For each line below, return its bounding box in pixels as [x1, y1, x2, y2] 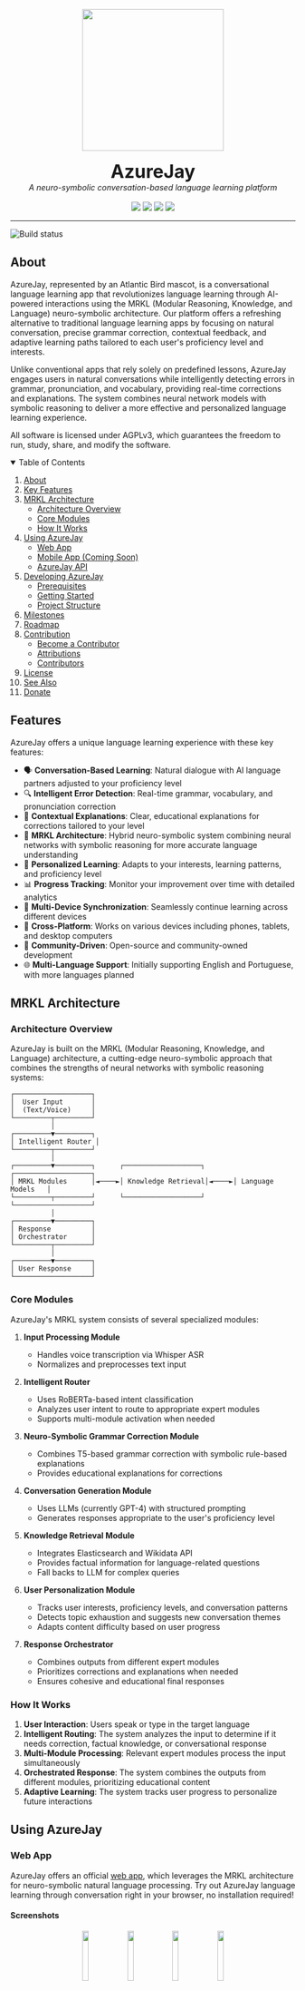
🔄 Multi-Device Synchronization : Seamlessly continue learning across [23, 901, 289, 912]
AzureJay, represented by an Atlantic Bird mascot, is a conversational [10, 278, 270, 289]
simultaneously [23, 1757, 81, 1768]
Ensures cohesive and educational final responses [36, 1675, 225, 1686]
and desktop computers [23, 930, 113, 941]
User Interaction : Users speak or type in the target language [23, 1719, 250, 1730]
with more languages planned [23, 969, 135, 980]
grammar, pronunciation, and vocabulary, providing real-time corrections [10, 383, 281, 394]
